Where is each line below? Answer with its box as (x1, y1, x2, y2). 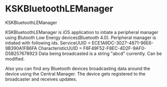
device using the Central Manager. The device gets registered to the (5, 70, 146, 76)
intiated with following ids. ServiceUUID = (5, 39, 91, 45)
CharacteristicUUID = (38, 45, 82, 51)
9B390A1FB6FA (5, 45, 37, 51)
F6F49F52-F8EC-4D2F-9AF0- (83, 45, 146, 51)
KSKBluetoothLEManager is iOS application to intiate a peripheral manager (5, 29, 158, 35)
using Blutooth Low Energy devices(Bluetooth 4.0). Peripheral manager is (5, 34, 156, 40)
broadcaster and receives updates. (5, 76, 77, 82)
